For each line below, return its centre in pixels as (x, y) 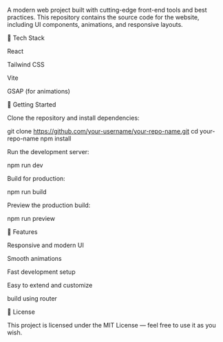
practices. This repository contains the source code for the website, (103, 17)
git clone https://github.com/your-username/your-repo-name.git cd (103, 131)
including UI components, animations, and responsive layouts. (95, 24)
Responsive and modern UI (45, 245)
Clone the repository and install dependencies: (73, 118)
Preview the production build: (49, 205)
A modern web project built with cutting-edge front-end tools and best (107, 10)
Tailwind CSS (26, 64)
